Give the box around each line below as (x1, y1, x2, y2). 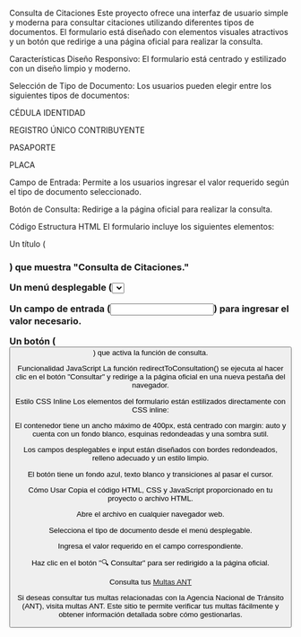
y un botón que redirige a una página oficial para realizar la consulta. (9, 36, 263, 47)
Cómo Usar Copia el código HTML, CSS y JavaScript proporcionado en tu (28, 485, 273, 495)
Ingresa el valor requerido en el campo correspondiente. (57, 542, 244, 551)
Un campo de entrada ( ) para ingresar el (9, 302, 289, 315)
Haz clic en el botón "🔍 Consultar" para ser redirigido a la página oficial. (30, 558, 271, 568)
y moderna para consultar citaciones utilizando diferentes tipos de (9, 17, 254, 28)
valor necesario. (9, 314, 82, 327)
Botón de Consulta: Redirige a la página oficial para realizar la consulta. (9, 204, 273, 214)
